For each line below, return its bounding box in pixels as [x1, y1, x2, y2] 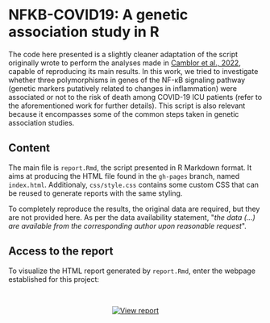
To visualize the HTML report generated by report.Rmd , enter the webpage [8, 266, 256, 275]
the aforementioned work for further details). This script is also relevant [8, 101, 246, 110]
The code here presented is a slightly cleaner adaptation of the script [8, 49, 239, 59]
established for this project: [8, 274, 99, 284]
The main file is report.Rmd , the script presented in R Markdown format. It [8, 163, 252, 172]
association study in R [8, 23, 160, 41]
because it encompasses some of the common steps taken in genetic [8, 109, 239, 118]
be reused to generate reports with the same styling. [8, 188, 183, 198]
